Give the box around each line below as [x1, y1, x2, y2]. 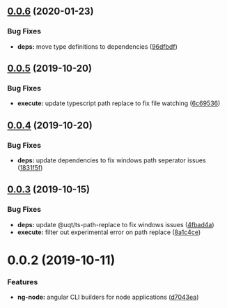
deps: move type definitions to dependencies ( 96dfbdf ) [17, 42, 178, 51]
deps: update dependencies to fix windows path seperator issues [17, 156, 207, 164]
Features [7, 277, 38, 286]
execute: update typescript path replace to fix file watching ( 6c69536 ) [17, 99, 221, 107]
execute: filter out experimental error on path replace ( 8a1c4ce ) [17, 228, 201, 236]
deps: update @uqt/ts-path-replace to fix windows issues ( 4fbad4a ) [17, 220, 214, 229]
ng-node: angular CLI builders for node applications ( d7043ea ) [17, 293, 199, 302]
